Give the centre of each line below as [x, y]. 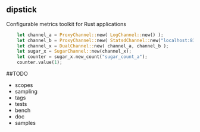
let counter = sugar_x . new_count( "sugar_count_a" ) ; [82, 57]
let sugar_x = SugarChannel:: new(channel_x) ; [74, 51]
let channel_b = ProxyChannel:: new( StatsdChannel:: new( [89, 40]
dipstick [21, 10]
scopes [24, 85]
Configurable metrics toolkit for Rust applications [66, 24]
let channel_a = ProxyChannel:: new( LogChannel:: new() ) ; [90, 35]
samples [25, 123]
